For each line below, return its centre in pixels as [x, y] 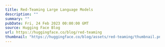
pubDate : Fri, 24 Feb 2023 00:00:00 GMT [47, 23]
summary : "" [17, 19]
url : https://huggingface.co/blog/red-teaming [54, 32]
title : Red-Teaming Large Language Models [49, 10]
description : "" [22, 14]
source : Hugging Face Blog [33, 28]
